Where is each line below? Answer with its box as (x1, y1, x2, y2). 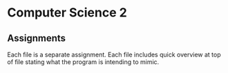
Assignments (7, 32, 66, 44)
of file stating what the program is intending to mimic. (7, 58, 160, 66)
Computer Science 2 (7, 5, 128, 21)
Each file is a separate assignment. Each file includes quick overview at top (7, 50, 221, 59)
